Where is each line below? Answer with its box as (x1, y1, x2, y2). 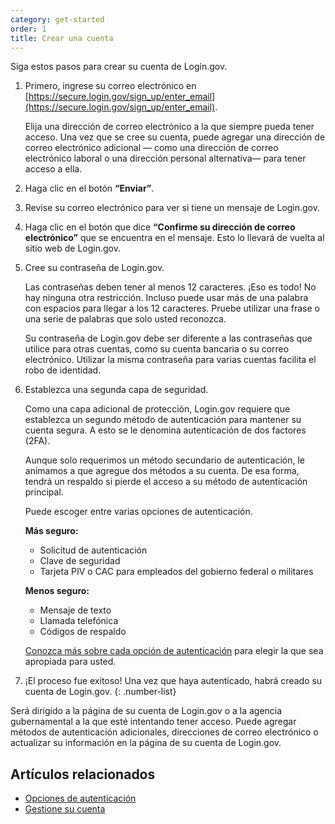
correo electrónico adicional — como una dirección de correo (24, 142, 279, 154)
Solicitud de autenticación (39, 544, 148, 556)
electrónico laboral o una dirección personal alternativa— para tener (24, 152, 307, 165)
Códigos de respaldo (39, 626, 127, 638)
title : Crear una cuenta (10, 33, 114, 43)
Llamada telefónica (39, 615, 119, 627)
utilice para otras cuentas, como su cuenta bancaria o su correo (24, 343, 290, 355)
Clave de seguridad (39, 555, 121, 567)
